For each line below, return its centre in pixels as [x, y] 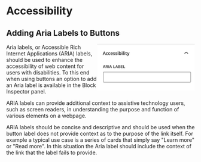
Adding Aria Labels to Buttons [63, 33]
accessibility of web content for [45, 66]
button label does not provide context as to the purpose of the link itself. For [100, 133]
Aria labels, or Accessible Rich [44, 47]
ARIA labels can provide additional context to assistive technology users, [96, 103]
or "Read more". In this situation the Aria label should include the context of [99, 146]
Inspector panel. [26, 91]
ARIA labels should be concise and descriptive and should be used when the [101, 127]
